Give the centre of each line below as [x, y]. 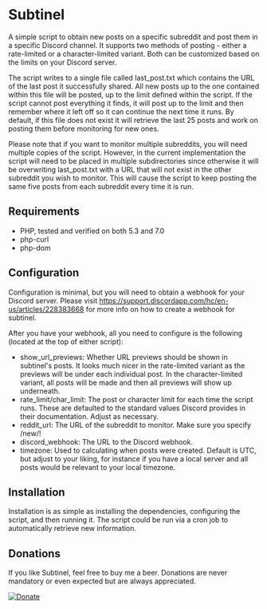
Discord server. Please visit [53, 300]
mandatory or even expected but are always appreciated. [102, 581]
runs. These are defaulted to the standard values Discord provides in [132, 408]
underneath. [40, 391]
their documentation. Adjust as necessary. [89, 416]
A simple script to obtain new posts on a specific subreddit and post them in [133, 37]
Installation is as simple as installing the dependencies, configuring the [124, 512]
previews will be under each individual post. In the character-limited [131, 374]
